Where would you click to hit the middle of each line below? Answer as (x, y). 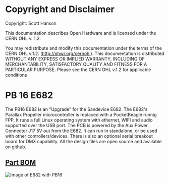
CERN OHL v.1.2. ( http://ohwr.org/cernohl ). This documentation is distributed (85, 53)
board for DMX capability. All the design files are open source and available (83, 141)
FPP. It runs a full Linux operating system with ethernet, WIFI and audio (79, 120)
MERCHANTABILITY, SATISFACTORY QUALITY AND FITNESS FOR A (76, 64)
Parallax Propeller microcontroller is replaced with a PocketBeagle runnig (81, 114)
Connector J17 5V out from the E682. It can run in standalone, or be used (81, 131)
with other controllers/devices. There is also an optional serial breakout (79, 136)
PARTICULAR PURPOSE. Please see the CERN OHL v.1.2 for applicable (78, 70)
